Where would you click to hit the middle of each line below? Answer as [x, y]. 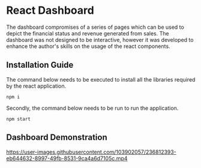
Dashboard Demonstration [57, 138]
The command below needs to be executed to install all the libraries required [101, 79]
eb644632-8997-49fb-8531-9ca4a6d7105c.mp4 [67, 158]
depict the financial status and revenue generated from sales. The [88, 33]
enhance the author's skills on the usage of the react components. [88, 46]
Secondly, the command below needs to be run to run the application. [92, 108]
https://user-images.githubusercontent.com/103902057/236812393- [91, 152]
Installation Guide [40, 65]
